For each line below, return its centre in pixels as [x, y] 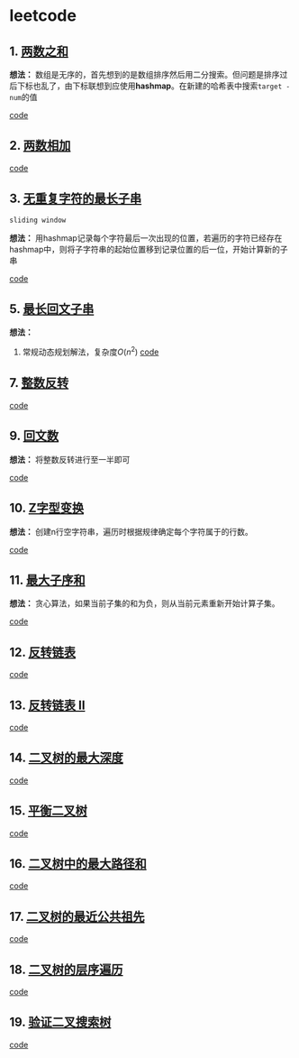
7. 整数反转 [39, 383]
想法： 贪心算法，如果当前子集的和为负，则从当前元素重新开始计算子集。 [145, 603]
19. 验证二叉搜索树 [60, 1022]
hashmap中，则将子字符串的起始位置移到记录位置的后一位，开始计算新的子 [149, 249]
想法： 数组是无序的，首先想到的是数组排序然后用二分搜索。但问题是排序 [145, 74]
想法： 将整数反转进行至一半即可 [70, 459]
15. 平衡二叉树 [48, 811]
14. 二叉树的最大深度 [66, 758]
